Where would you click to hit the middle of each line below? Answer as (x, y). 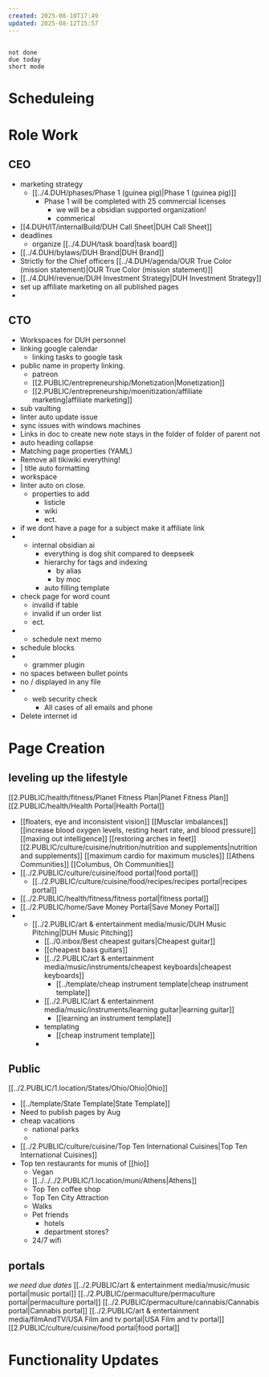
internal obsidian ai (63, 545)
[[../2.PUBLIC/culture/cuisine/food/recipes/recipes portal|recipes (139, 881)
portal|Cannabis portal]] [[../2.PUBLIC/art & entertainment (104, 1311)
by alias (69, 570)
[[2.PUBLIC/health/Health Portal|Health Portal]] (86, 806)
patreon (45, 374)
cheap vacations (47, 1121)
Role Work (43, 135)
